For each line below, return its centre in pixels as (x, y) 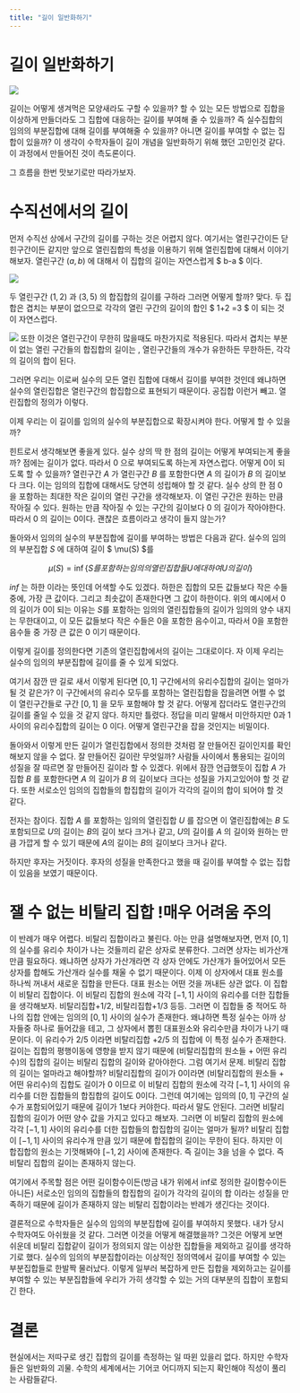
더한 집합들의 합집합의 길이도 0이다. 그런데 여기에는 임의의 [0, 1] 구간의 (156, 1096)
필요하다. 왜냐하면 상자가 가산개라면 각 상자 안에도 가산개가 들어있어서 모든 (156, 962)
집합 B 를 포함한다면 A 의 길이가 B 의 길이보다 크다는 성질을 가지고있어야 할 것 (145, 779)
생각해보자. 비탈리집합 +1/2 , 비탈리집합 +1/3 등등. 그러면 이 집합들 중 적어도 (148, 1006)
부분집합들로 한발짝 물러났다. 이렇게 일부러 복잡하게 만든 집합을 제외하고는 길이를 (150, 1268)
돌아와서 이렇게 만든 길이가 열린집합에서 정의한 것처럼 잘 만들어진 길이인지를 (142, 744)
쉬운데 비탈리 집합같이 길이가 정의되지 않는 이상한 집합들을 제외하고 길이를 (138, 1246)
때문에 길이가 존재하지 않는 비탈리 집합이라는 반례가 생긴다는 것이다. (151, 1205)
